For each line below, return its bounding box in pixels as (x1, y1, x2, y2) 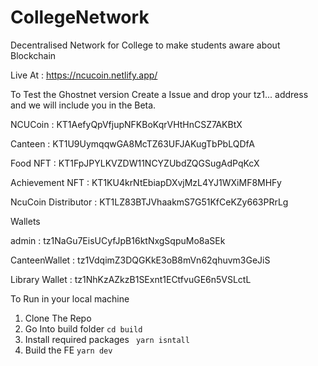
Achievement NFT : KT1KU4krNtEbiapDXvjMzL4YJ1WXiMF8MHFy (10, 176, 282, 188)
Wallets (10, 215, 41, 227)
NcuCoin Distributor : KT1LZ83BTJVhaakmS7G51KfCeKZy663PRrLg (10, 196, 289, 208)
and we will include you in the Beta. (10, 99, 157, 111)
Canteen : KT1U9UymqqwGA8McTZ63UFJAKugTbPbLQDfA (10, 137, 255, 150)
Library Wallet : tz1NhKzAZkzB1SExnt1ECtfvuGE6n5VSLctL (10, 273, 252, 285)
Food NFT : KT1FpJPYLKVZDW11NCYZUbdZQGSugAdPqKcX (10, 157, 260, 169)
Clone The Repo (24, 312, 92, 324)
